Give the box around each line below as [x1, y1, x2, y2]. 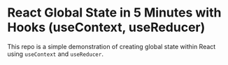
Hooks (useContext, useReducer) [7, 19, 206, 35]
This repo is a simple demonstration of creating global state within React [7, 42, 216, 50]
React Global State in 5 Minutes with [7, 5, 222, 21]
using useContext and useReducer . [7, 50, 104, 58]
